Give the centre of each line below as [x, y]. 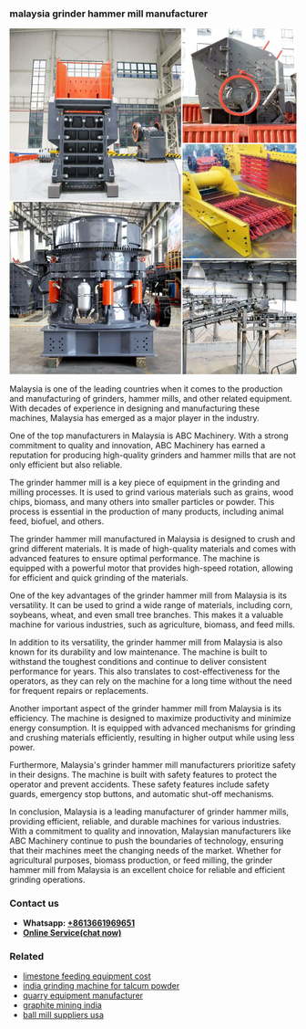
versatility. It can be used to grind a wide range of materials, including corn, [151, 604]
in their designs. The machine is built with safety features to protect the [143, 774]
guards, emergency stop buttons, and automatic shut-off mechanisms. [142, 793]
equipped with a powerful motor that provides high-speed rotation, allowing [151, 568]
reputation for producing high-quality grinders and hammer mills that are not [153, 455]
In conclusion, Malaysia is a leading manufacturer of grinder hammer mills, [149, 812]
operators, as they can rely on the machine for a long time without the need [151, 681]
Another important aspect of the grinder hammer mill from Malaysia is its [146, 708]
